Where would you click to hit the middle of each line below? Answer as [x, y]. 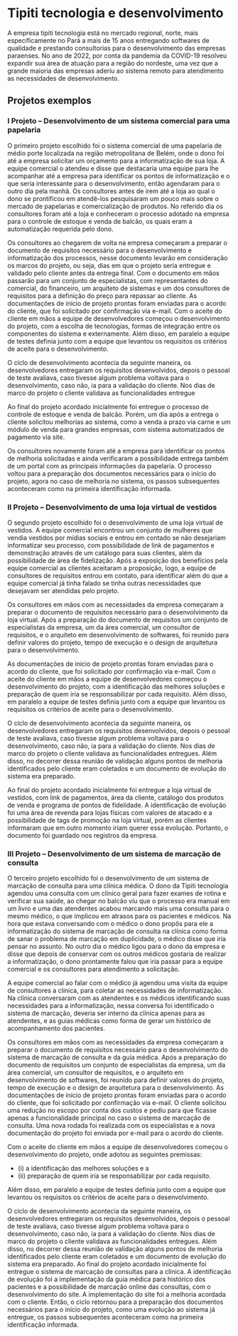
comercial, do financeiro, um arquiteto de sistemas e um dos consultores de [119, 288]
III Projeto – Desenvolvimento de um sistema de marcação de [114, 853]
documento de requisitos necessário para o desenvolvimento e [99, 250]
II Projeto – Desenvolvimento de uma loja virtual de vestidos [112, 507]
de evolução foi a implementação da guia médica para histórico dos [107, 1279]
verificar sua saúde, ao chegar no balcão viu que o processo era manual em [119, 901]
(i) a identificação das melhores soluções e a [83, 1168]
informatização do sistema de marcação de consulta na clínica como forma [118, 931]
